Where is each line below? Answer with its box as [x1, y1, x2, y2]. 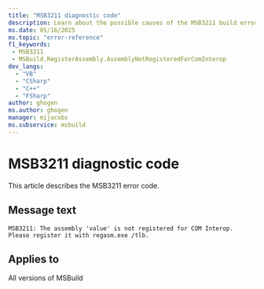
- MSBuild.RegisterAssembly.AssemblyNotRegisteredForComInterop [11, 56, 226, 64]
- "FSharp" [15, 92, 51, 100]
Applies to [8, 252, 60, 265]
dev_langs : [8, 63, 44, 71]
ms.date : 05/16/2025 [8, 26, 76, 34]
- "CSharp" [15, 77, 51, 85]
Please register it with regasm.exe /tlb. [8, 231, 149, 240]
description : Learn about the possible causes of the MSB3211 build [8, 19, 237, 27]
